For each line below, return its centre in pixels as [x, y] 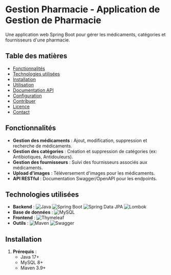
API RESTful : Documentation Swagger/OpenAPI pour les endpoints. [85, 178]
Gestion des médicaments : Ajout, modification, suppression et [80, 140]
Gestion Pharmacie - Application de [83, 9]
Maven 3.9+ [33, 268]
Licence [21, 107]
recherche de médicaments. [42, 146]
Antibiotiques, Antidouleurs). [43, 157]
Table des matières [36, 56]
